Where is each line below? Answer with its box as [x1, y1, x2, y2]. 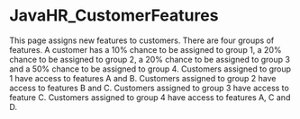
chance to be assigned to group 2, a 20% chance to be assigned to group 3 [9, 54, 291, 64]
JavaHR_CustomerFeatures [9, 5, 219, 26]
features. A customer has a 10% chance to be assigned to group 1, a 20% [9, 44, 282, 55]
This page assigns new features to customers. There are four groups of [9, 35, 275, 46]
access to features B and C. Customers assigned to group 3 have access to [9, 82, 290, 93]
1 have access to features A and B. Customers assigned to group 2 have [9, 72, 277, 83]
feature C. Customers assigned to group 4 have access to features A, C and [9, 91, 291, 103]
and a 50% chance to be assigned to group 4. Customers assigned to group [9, 64, 291, 74]
